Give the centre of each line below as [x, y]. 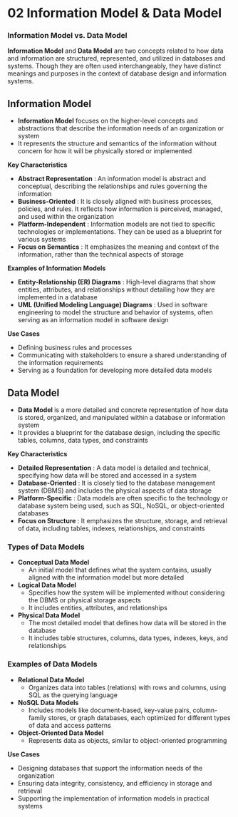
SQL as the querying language [73, 695]
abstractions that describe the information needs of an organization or [121, 128]
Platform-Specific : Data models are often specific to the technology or [123, 498]
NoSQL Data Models [48, 702]
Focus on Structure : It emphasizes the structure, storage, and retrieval [123, 521]
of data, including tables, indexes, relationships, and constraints [111, 528]
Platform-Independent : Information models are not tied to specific [117, 224]
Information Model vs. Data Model [67, 36]
